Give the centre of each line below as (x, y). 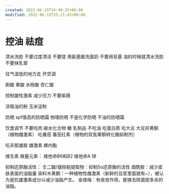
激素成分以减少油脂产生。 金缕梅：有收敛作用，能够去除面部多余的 (93, 180)
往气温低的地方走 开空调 (31, 74)
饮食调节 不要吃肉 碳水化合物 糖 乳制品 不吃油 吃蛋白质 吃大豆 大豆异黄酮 (82, 128)
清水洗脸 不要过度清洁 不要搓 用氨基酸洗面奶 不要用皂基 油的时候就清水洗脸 (84, 57)
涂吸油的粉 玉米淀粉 (26, 106)
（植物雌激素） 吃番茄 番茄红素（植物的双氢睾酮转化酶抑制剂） (71, 135)
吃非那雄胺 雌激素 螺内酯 (31, 145)
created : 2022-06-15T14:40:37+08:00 (44, 10)
